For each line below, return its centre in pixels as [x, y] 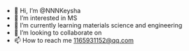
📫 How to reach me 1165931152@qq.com [74, 40]
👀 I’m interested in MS [45, 18]
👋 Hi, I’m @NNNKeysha [47, 11]
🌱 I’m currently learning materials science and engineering [98, 25]
